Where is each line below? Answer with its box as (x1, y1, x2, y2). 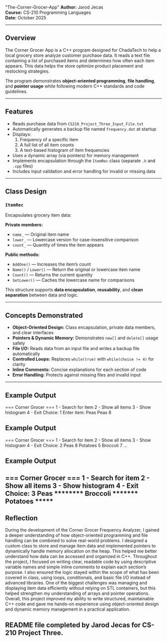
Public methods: (5, 252, 40, 258)
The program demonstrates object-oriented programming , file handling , (5, 78, 156, 84)
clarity (12, 362, 26, 367)
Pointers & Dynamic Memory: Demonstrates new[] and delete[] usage (12, 335, 159, 341)
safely (12, 340, 25, 346)
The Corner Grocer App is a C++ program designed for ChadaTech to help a (5, 47, 161, 53)
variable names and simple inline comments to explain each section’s (5, 564, 147, 570)
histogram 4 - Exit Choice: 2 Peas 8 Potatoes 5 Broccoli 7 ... (5, 442, 128, 448)
